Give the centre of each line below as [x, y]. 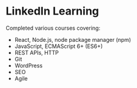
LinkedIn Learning [52, 11]
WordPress [28, 66]
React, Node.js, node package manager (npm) [73, 39]
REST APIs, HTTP [37, 52]
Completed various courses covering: [53, 28]
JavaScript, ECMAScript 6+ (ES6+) [59, 46]
